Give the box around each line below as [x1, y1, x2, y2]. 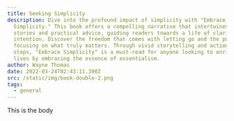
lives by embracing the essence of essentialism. [13, 55, 160, 62]
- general [13, 87, 42, 94]
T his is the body [7, 106, 54, 115]
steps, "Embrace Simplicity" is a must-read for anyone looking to [13, 49, 214, 56]
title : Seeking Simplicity [7, 10, 86, 17]
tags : [7, 81, 23, 88]
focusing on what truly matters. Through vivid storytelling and [13, 42, 208, 49]
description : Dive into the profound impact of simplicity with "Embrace [7, 17, 226, 24]
